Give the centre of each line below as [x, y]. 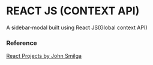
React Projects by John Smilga [44, 56]
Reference [22, 43]
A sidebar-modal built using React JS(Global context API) [77, 27]
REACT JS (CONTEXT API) [73, 11]
